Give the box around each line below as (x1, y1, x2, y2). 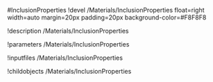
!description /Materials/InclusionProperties (7, 27, 129, 35)
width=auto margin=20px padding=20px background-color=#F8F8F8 (7, 13, 207, 22)
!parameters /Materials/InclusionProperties (7, 40, 130, 48)
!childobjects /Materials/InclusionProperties (7, 67, 132, 75)
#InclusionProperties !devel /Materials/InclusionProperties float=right (7, 6, 205, 14)
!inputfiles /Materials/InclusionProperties (7, 54, 123, 62)
